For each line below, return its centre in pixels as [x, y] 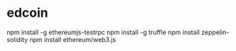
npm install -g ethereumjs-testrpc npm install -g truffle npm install [103, 32]
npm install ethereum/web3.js [73, 39]
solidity [17, 39]
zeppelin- [215, 32]
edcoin [27, 13]
